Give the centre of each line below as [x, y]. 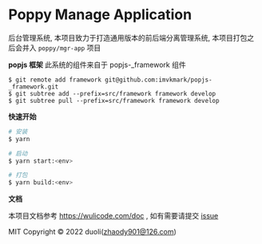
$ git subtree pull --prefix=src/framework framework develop [114, 100]
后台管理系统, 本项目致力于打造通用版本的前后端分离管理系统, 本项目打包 [128, 37]
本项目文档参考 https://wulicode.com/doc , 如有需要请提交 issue [113, 216]
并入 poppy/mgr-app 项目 [62, 47]
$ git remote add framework [55, 80]
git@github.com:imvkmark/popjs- [159, 80]
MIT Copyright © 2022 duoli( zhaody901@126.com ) [93, 232]
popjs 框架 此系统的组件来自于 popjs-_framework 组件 [97, 65]
